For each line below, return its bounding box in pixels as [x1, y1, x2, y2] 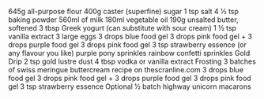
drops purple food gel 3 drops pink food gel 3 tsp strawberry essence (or [8, 40, 247, 49]
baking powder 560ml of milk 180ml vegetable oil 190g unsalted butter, [8, 15, 239, 24]
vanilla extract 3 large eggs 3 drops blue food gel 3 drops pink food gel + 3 [8, 31, 253, 41]
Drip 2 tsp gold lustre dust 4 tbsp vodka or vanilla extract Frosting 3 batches [8, 57, 257, 66]
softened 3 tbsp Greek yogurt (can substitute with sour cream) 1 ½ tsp [8, 24, 237, 32]
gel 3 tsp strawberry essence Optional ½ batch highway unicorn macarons [8, 82, 251, 91]
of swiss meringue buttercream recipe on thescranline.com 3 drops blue [8, 65, 243, 74]
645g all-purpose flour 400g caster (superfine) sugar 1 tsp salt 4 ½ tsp [8, 7, 239, 16]
